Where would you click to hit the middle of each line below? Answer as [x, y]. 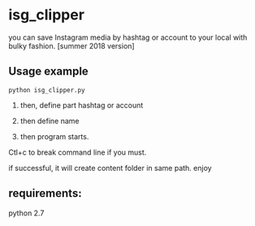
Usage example [49, 72]
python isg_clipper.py [47, 90]
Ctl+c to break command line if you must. [78, 152]
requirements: [45, 193]
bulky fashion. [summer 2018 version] [72, 45]
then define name [50, 121]
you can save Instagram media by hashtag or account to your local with [128, 37]
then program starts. [54, 136]
